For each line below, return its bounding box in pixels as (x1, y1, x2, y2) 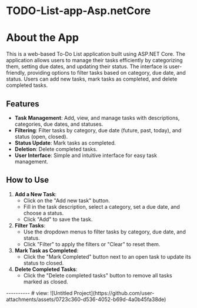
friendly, (6, 69, 26, 76)
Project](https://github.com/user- (74, 289, 155, 296)
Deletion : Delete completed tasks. (14, 145, 98, 152)
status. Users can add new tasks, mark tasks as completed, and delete (6, 75, 178, 83)
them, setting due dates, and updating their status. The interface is (6, 63, 168, 70)
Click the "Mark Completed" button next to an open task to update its (23, 253, 191, 260)
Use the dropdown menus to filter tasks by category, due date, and (23, 228, 186, 235)
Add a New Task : (14, 190, 57, 197)
